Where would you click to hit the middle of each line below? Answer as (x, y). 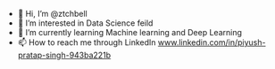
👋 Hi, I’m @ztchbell (52, 14)
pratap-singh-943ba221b (64, 55)
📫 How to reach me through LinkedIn (87, 42)
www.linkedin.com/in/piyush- (212, 42)
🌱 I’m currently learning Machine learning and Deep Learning (130, 32)
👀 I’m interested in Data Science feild (85, 23)
